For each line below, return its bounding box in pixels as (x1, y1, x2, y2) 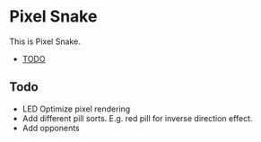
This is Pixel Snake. (9, 36, 81, 47)
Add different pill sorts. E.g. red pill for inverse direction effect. (22, 112, 253, 123)
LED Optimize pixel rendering (22, 103, 131, 114)
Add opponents (22, 122, 81, 133)
